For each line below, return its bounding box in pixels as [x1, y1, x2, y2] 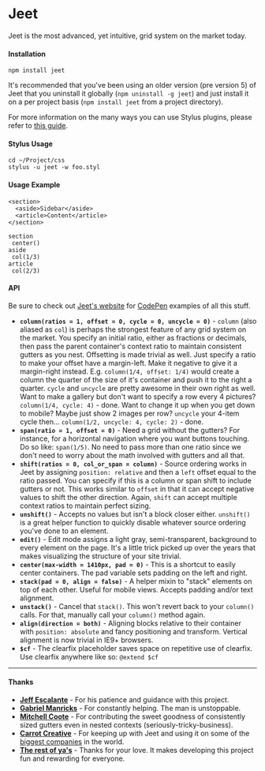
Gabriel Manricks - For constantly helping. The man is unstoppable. [19, 703, 241, 713]
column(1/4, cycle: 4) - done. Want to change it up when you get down [19, 400, 256, 409]
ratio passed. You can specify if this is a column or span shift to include [19, 476, 252, 485]
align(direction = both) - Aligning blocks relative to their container [19, 618, 242, 628]
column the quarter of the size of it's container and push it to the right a [19, 374, 252, 384]
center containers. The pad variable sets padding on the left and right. [19, 568, 248, 577]
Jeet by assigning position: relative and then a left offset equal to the [19, 467, 256, 476]
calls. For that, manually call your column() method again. [19, 610, 206, 619]
